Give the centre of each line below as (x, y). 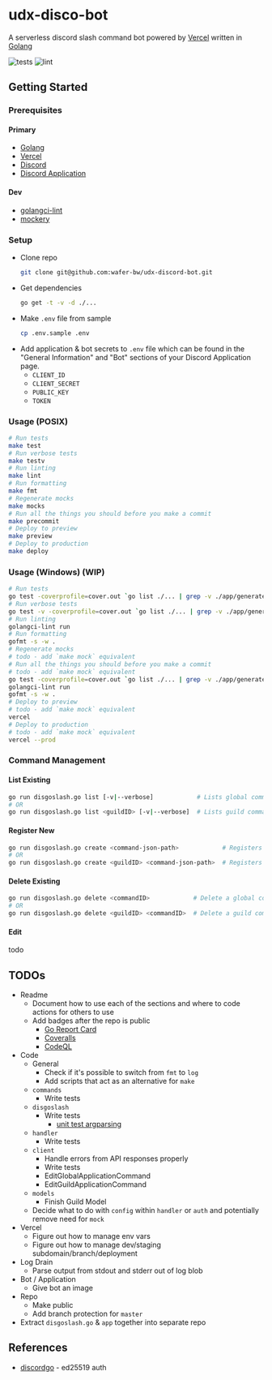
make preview (30, 536)
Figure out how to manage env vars (91, 1236)
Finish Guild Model (75, 1202)
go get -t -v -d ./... (58, 303)
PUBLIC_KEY (51, 392)
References (38, 1348)
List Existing (30, 780)
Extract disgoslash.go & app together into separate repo (113, 1322)
